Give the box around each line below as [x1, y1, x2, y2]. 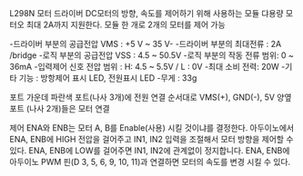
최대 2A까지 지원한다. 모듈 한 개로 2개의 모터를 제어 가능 [25, 19, 226, 30]
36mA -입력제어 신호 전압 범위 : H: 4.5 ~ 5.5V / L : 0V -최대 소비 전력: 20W [9, 62, 279, 72]
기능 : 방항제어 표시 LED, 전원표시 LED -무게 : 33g [18, 73, 197, 83]
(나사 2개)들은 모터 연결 [25, 103, 111, 113]
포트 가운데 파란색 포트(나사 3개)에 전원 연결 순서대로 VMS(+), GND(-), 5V [9, 92, 276, 103]
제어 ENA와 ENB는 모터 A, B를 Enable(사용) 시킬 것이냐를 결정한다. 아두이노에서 [9, 122, 294, 133]
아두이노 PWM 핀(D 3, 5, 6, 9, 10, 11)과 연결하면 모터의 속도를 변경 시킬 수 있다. [9, 157, 291, 167]
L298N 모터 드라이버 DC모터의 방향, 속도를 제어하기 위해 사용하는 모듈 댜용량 [9, 8, 284, 18]
